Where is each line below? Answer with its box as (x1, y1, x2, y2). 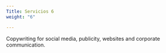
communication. (6, 41, 45, 48)
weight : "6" (6, 14, 35, 20)
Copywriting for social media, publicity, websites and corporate (6, 35, 161, 42)
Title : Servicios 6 (6, 8, 54, 15)
